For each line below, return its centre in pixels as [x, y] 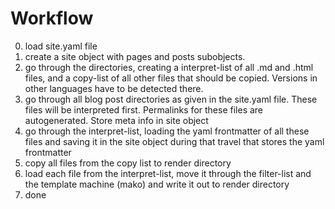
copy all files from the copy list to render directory [128, 163]
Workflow [52, 18]
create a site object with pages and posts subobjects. [135, 56]
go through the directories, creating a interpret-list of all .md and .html [169, 67]
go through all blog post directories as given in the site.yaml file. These [171, 99]
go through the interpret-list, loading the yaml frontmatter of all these [167, 131]
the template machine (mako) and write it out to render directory [157, 184]
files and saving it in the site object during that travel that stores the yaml [174, 141]
